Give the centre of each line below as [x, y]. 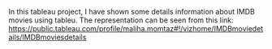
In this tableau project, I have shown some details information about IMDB [132, 12]
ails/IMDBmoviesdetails [47, 37]
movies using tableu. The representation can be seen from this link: [121, 20]
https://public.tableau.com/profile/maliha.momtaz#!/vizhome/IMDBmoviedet [136, 29]
